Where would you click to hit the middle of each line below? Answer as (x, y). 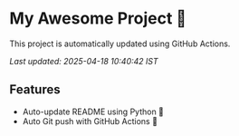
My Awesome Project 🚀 (98, 19)
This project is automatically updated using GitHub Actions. (120, 44)
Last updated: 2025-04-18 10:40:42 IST (84, 61)
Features (35, 90)
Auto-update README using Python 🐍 (93, 112)
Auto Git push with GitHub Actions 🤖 (90, 121)
